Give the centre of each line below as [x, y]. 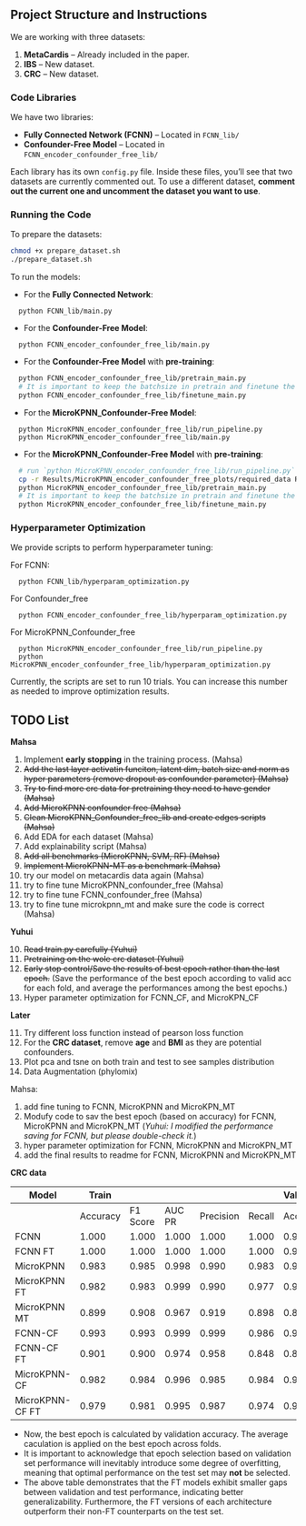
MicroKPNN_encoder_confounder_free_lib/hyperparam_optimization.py [141, 665]
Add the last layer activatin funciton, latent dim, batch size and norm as [156, 769]
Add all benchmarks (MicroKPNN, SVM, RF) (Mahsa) [122, 856]
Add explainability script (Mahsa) [85, 847]
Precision [219, 1216]
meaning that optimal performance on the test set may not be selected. [157, 1473]
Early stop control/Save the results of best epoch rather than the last [152, 969]
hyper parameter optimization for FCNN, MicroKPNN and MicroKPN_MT [158, 1146]
